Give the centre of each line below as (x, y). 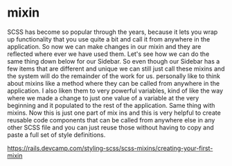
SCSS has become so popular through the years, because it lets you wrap (113, 32)
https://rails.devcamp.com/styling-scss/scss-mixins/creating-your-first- (110, 148)
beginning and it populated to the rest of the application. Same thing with (111, 105)
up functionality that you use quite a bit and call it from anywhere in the (109, 39)
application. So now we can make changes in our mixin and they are (104, 46)
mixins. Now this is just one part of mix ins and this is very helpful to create (114, 113)
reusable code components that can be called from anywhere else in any (111, 120)
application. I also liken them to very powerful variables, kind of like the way (115, 91)
